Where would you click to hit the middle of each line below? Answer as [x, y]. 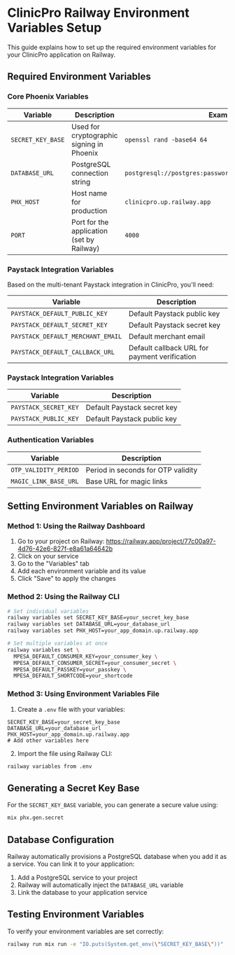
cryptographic [94, 135]
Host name [89, 193]
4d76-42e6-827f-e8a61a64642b [65, 549]
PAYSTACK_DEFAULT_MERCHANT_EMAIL [66, 336]
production [89, 210]
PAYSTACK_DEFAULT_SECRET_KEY [59, 325]
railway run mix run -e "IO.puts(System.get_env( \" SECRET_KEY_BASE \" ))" [115, 944]
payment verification [163, 357]
